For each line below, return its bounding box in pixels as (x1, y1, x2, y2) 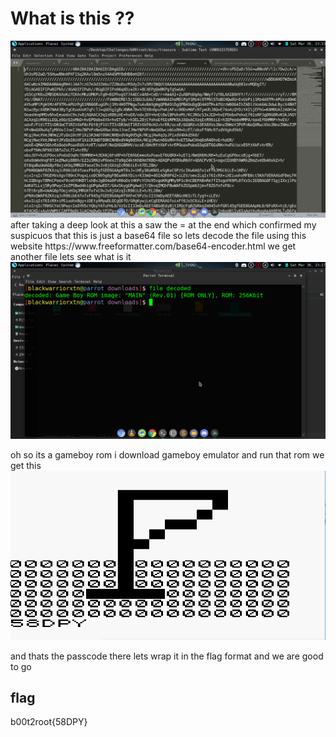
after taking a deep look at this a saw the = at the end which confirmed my (10, 218, 317, 231)
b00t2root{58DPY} (10, 716, 88, 728)
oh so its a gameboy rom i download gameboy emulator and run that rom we (10, 448, 325, 461)
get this (10, 459, 42, 471)
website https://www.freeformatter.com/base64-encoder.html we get (10, 240, 297, 252)
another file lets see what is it (10, 250, 132, 262)
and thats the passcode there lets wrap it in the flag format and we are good (10, 650, 324, 662)
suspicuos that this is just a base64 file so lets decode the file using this (10, 229, 307, 241)
